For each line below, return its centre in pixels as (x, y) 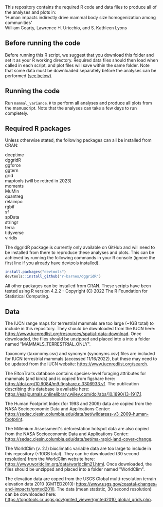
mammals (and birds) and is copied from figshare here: (60, 379)
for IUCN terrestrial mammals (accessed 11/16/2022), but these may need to (81, 359)
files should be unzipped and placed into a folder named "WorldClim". (75, 469)
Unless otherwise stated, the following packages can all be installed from (78, 140)
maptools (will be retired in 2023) (38, 181)
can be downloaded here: (31, 494)
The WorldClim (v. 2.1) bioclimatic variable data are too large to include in (78, 448)
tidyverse (15, 233)
